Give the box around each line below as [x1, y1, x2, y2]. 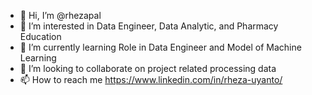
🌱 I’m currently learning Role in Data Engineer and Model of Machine [19, 41, 302, 53]
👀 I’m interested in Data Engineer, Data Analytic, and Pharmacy [19, 20, 279, 32]
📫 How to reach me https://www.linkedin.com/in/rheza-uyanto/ [19, 74, 283, 85]
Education [19, 31, 62, 42]
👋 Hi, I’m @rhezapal [19, 10, 102, 21]
